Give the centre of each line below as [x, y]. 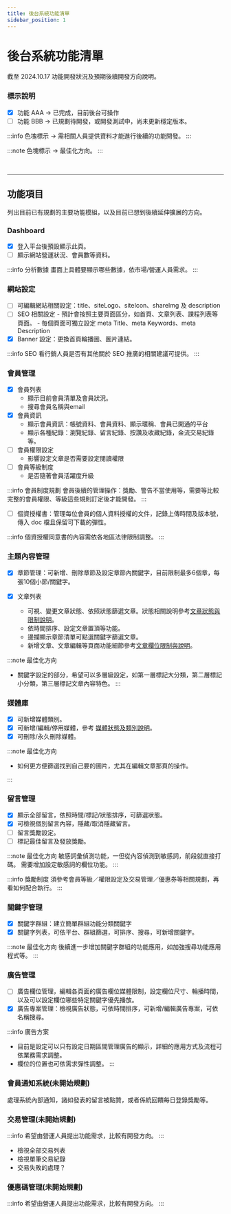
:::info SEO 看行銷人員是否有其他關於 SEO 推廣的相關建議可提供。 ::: [103, 353]
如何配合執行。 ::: [38, 888]
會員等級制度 [35, 467]
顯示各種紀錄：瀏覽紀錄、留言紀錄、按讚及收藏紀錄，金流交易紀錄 [121, 432]
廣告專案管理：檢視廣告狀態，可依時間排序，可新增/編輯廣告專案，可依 [118, 1008]
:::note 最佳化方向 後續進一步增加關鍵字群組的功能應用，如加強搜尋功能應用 [114, 947]
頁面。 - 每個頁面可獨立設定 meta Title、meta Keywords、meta [106, 323]
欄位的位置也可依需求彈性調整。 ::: [66, 1064]
